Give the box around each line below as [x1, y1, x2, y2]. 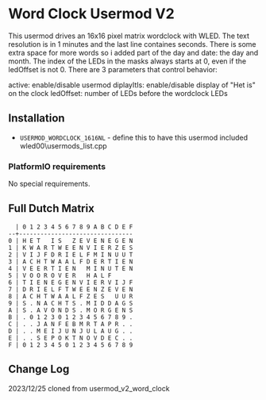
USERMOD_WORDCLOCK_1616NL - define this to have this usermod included [19, 133, 249, 142]
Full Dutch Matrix [8, 202, 95, 215]
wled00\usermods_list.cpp [19, 140, 107, 151]
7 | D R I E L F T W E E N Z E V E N [8, 285, 133, 294]
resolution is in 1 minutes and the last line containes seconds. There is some [8, 39, 256, 48]
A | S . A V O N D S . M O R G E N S [8, 306, 133, 314]
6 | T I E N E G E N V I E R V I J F [8, 279, 133, 287]
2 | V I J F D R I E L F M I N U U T [8, 251, 133, 259]
